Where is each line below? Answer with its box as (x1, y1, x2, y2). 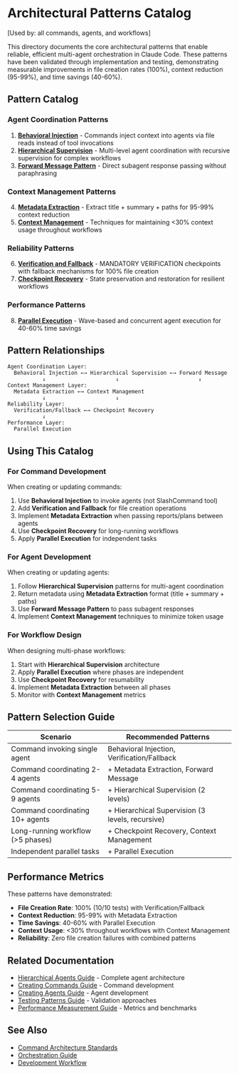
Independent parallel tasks (11, 847, 100, 857)
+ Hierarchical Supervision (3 (107, 805, 206, 815)
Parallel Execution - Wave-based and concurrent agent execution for (17, 316, 222, 325)
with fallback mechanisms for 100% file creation (17, 267, 159, 276)
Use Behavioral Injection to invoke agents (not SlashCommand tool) (17, 497, 218, 505)
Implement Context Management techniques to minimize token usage (17, 612, 224, 621)
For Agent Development (7, 552, 91, 562)
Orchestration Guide (17, 1050, 78, 1059)
